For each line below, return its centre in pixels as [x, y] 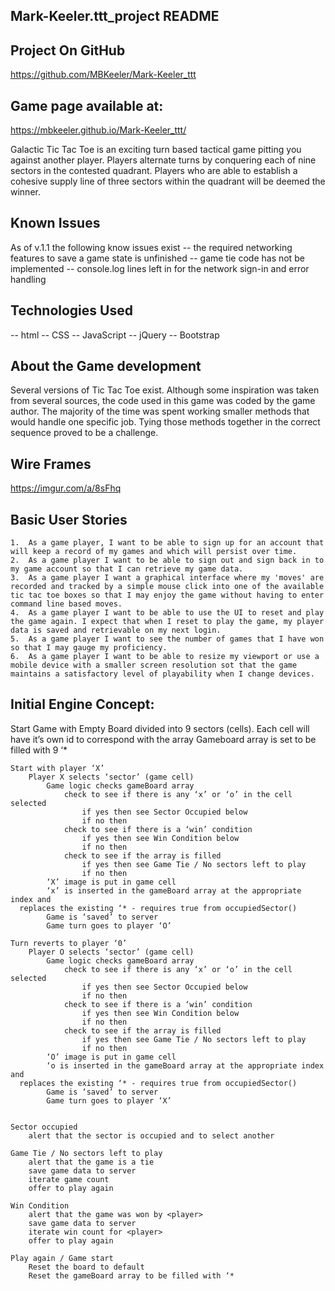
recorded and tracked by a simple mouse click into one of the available [167, 587]
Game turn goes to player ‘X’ [109, 1100]
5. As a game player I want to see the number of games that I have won [167, 639]
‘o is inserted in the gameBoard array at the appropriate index [185, 1065]
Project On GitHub [68, 50]
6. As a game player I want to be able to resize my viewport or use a [165, 657]
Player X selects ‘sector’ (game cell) [111, 777]
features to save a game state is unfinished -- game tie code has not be [157, 258]
